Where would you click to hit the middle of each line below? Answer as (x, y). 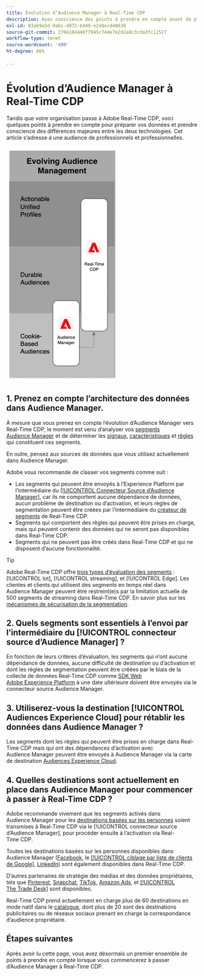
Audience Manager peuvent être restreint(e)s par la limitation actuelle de (97, 591)
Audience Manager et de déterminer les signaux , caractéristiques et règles (100, 435)
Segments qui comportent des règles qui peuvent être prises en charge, (105, 523)
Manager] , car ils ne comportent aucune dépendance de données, (98, 496)
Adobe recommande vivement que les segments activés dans (83, 813)
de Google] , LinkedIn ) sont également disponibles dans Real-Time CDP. (96, 864)
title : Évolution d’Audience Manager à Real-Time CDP (76, 13)
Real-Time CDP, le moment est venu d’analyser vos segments (83, 429)
